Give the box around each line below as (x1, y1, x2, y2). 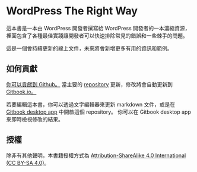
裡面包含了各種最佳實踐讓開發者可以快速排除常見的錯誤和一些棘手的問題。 (6, 32, 188, 39)
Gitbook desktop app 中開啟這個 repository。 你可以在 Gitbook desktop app (6, 108, 192, 115)
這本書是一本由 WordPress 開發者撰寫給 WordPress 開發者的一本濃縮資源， (6, 24, 190, 32)
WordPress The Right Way (6, 4, 138, 18)
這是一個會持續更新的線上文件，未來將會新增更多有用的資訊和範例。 (6, 45, 173, 52)
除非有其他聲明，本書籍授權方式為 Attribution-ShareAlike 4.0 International (6, 152, 186, 159)
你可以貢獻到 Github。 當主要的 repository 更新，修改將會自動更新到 (6, 80, 173, 87)
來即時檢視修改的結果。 (6, 115, 63, 123)
